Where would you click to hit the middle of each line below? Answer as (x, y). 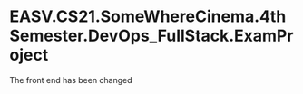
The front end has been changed (71, 80)
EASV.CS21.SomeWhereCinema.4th (148, 17)
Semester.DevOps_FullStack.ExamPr (151, 36)
